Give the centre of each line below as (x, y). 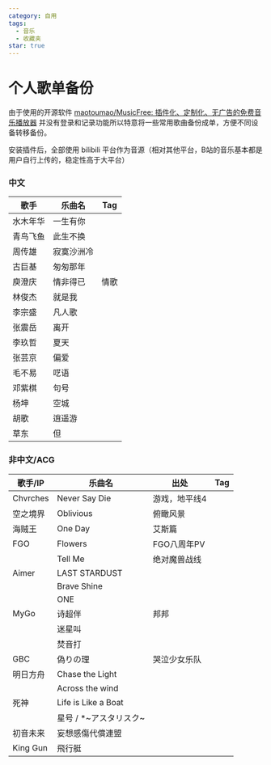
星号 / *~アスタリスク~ (101, 718)
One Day (74, 528)
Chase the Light (87, 674)
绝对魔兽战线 (177, 559)
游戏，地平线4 (180, 498)
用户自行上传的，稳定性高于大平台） (69, 160)
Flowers (72, 543)
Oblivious (75, 513)
